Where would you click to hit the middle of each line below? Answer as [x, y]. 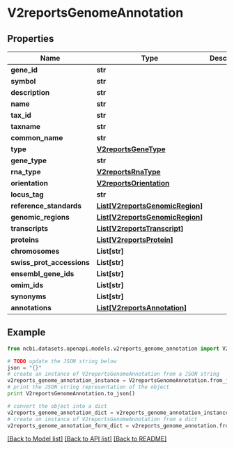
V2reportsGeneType [131, 149]
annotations [31, 308]
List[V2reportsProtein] [135, 240]
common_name [37, 138]
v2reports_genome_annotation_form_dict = [68, 426]
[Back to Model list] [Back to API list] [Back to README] [87, 439]
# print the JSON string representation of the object [88, 387]
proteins [25, 240]
